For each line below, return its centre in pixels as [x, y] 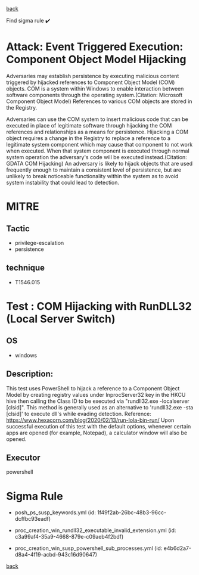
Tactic [18, 229]
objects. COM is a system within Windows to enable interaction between [95, 88]
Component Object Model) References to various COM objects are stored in [99, 101]
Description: [30, 374]
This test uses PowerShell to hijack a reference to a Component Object [93, 388]
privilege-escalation [39, 243]
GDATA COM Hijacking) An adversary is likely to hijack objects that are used [99, 163]
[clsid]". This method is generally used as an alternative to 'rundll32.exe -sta [100, 407]
